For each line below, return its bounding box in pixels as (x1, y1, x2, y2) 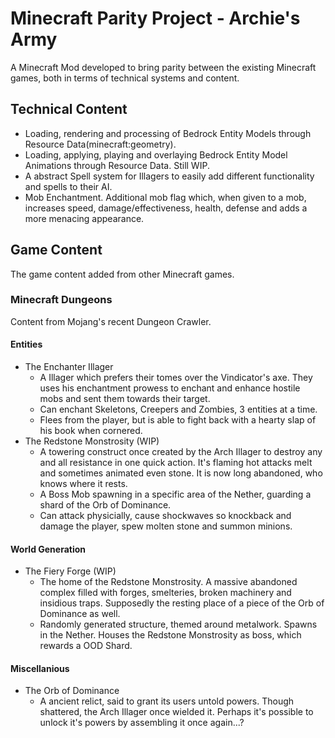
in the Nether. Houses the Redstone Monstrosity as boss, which (39, 629, 302, 641)
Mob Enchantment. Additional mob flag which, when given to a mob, (24, 191, 307, 203)
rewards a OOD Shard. (39, 640, 133, 652)
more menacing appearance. (24, 212, 145, 224)
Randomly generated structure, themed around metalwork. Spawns (39, 618, 318, 631)
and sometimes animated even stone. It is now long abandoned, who (39, 467, 323, 479)
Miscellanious (10, 662, 70, 674)
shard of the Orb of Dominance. (39, 499, 172, 511)
